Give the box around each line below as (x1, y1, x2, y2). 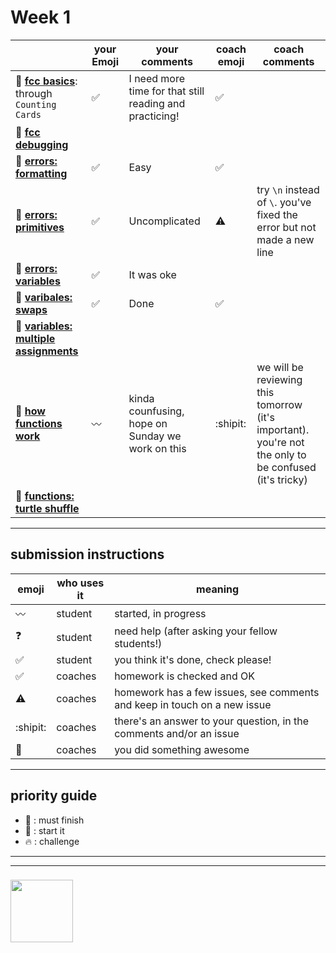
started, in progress (114, 606, 207, 620)
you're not (256, 435, 305, 449)
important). (256, 422, 310, 436)
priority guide (10, 787, 98, 805)
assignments (15, 344, 79, 358)
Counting (15, 99, 57, 110)
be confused (256, 460, 317, 474)
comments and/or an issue (114, 726, 240, 740)
